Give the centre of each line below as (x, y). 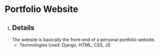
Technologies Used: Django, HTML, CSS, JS (65, 45)
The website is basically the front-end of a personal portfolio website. (83, 39)
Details (23, 28)
